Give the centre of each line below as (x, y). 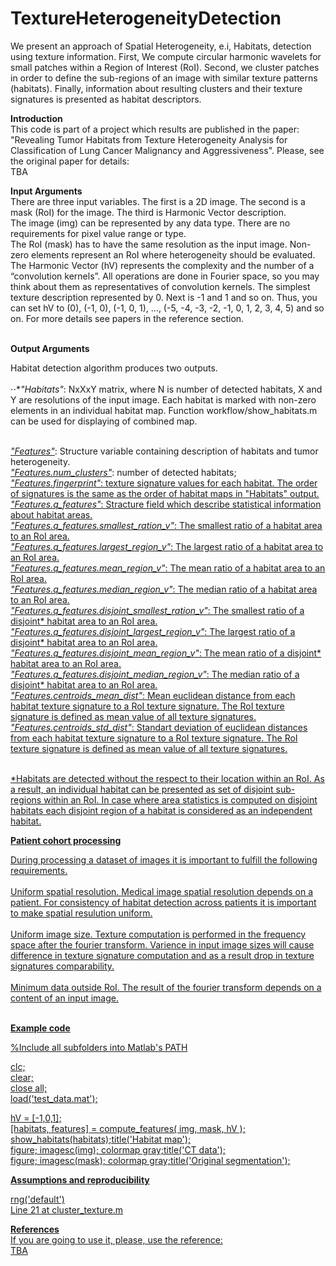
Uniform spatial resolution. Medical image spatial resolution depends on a (162, 891)
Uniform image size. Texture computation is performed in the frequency (158, 934)
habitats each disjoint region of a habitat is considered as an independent (161, 810)
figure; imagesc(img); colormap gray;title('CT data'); (118, 1149)
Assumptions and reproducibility (80, 1179)
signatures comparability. (62, 966)
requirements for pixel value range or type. (98, 233)
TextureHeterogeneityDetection (146, 18)
